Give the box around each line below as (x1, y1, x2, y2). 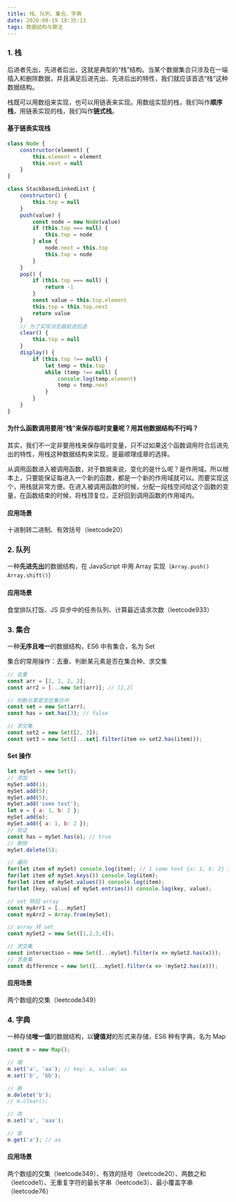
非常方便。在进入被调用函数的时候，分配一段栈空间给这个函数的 (37, 482, 223, 491)
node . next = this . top (44, 244, 109, 251)
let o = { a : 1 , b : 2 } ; (7, 807, 80, 814)
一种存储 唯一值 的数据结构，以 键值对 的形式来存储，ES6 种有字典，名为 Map (7, 1032, 226, 1041)
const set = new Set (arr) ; (7, 703, 86, 711)
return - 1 (44, 284, 74, 291)
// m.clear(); (7, 1098, 49, 1105)
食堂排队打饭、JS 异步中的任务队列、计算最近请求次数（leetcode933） (7, 605, 214, 614)
